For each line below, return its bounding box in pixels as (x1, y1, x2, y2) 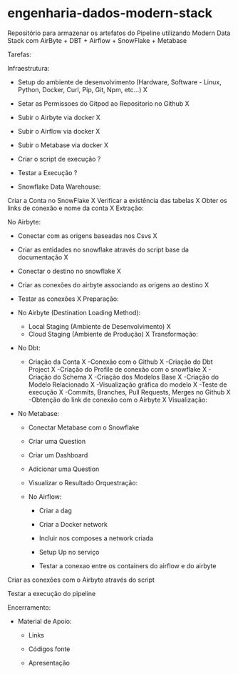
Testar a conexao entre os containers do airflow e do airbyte (38, 561, 217, 570)
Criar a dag (38, 506, 73, 515)
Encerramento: (7, 603, 51, 612)
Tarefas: (7, 50, 32, 59)
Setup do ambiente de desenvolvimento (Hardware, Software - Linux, (17, 77, 222, 86)
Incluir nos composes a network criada (38, 534, 153, 542)
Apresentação (28, 658, 70, 667)
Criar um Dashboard (28, 450, 88, 459)
